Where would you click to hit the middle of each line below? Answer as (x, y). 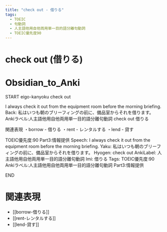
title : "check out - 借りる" (35, 10)
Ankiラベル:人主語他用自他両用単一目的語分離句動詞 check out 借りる (77, 119)
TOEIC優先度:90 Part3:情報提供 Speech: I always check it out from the (78, 140)
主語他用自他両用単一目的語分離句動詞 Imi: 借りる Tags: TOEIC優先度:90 (80, 159)
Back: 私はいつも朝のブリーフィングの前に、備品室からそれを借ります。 (79, 112)
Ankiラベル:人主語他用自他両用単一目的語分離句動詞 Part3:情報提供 (75, 165)
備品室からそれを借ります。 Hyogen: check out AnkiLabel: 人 (99, 153)
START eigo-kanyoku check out (38, 97)
